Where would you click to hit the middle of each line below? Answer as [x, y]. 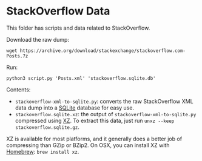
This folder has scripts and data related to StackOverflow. [78, 28]
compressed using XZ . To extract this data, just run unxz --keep [95, 120]
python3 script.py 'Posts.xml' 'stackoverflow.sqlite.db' [81, 78]
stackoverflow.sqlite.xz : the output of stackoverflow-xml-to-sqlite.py [106, 114]
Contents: [19, 90]
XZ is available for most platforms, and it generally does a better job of [94, 139]
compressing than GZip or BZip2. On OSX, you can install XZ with [88, 145]
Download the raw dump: [38, 39]
